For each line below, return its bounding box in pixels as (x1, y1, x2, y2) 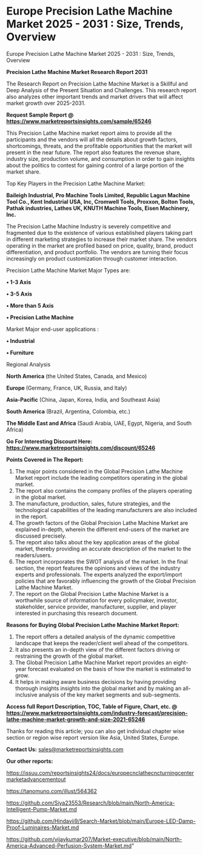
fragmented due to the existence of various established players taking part (6, 229, 193, 236)
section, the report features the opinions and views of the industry (15, 564, 181, 572)
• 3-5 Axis (6, 290, 32, 297)
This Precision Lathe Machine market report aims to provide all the (6, 129, 172, 137)
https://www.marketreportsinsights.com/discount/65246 (6, 444, 156, 451)
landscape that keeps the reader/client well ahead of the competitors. (15, 639, 189, 647)
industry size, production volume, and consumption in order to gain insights (6, 155, 195, 162)
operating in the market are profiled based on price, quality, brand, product (6, 242, 194, 249)
